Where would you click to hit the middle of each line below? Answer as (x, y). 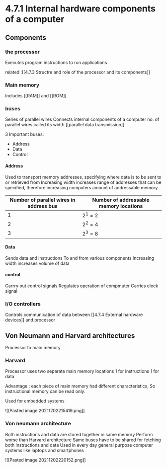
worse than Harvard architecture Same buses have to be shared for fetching (83, 440)
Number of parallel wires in (42, 200)
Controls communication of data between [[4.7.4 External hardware (74, 315)
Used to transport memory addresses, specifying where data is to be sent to (83, 177)
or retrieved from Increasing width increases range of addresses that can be (83, 182)
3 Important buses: (25, 134)
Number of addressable (121, 200)
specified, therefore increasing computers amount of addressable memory (82, 187)
